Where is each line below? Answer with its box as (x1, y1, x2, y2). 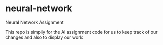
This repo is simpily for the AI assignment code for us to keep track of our (5, 29, 158, 35)
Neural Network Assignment (5, 19, 64, 25)
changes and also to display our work (5, 34, 83, 40)
